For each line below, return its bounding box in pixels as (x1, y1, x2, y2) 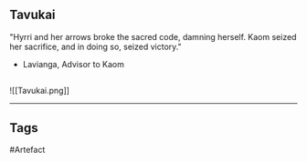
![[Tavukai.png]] (9, 86, 70, 96)
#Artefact (9, 145, 46, 156)
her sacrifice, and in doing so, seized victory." (9, 41, 182, 52)
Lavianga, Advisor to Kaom (22, 58, 125, 69)
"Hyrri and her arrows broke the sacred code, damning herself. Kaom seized (9, 31, 297, 42)
